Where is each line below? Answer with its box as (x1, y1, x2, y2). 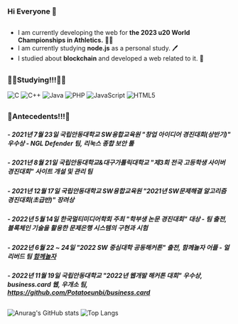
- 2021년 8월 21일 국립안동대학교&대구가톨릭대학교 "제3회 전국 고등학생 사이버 (7, 158, 226, 167)
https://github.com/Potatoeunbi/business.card (7, 288, 151, 296)
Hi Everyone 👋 (7, 6, 57, 16)
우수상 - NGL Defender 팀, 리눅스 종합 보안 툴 (7, 139, 134, 148)
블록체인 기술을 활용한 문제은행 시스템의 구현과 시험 (7, 224, 148, 232)
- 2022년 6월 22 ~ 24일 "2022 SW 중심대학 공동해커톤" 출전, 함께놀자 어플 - (7, 243, 222, 251)
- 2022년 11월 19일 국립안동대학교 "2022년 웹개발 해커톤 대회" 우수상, (7, 271, 202, 280)
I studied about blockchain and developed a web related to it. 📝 (17, 54, 204, 63)
